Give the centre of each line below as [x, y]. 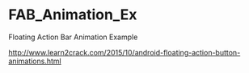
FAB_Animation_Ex [73, 15]
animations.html [35, 61]
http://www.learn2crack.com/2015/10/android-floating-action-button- [124, 52]
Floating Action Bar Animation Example [73, 37]
